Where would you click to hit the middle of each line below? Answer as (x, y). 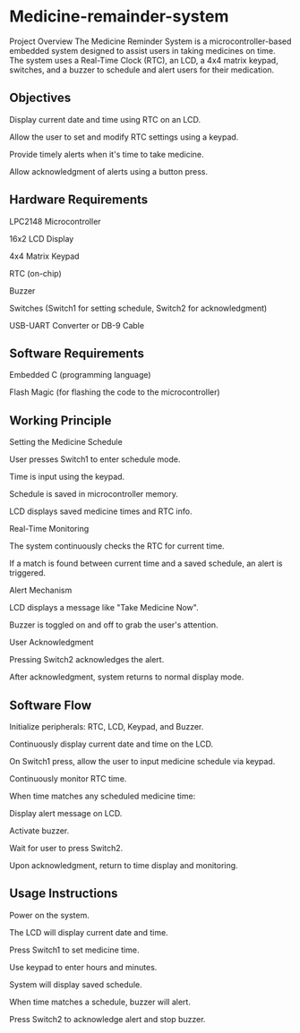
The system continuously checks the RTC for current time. (117, 546)
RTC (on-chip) (36, 273)
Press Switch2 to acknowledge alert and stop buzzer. (107, 1019)
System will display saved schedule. (76, 984)
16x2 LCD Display (42, 238)
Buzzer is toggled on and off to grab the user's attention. (114, 625)
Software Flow (51, 705)
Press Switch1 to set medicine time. (74, 950)
